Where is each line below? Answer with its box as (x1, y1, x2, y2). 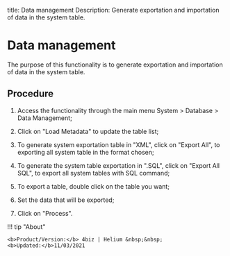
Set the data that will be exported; (17, 196, 115, 204)
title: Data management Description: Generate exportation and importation (7, 6, 220, 14)
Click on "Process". (17, 209, 73, 217)
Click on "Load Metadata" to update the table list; (17, 127, 159, 135)
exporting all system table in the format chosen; (17, 148, 154, 156)
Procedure (7, 88, 54, 100)
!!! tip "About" (7, 222, 46, 231)
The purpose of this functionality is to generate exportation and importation (7, 60, 224, 69)
